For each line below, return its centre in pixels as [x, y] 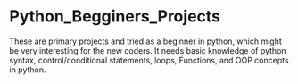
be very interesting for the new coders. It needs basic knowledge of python [148, 50]
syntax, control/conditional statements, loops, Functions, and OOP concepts [149, 60]
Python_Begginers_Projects [115, 17]
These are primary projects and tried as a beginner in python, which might [146, 41]
